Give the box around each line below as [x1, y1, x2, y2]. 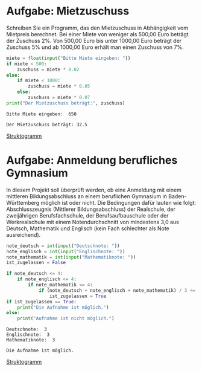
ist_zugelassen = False [6, 260, 66, 266]
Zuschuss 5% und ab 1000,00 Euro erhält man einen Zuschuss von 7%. [6, 44, 184, 51]
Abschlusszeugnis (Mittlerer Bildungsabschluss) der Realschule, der [6, 205, 176, 213]
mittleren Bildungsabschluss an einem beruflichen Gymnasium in [6, 192, 168, 200]
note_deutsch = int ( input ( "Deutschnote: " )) [6, 243, 120, 249]
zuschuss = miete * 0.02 [17, 66, 80, 73]
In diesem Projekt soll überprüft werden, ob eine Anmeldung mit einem [6, 186, 182, 193]
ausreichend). [6, 231, 41, 238]
